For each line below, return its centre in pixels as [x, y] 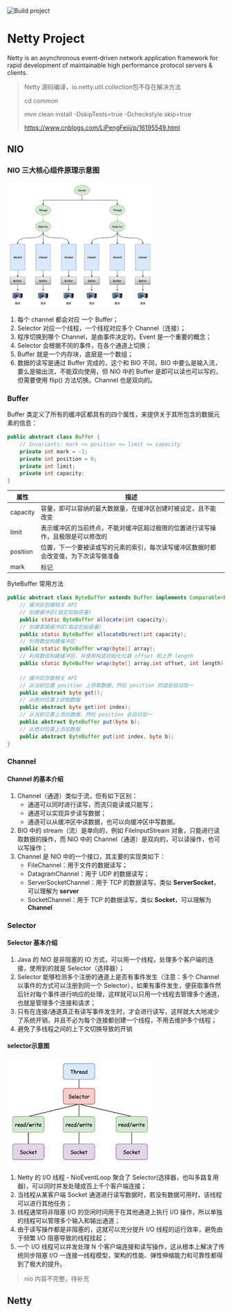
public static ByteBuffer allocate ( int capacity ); [94, 619]
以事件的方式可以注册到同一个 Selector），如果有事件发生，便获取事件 [116, 985]
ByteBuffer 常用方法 [36, 584]
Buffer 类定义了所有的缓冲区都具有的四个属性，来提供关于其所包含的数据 [110, 414]
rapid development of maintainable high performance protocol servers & [110, 65]
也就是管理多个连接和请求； [57, 1003]
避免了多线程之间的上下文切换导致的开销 [75, 1028]
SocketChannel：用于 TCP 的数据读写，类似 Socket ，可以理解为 [119, 899]
